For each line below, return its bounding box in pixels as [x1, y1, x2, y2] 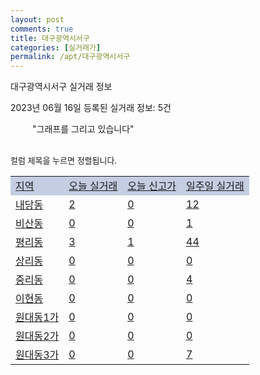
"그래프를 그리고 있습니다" [32, 123, 135, 135]
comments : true [10, 24, 74, 34]
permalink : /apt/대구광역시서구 [10, 52, 131, 62]
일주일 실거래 [186, 179, 245, 193]
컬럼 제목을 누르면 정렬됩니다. [10, 155, 118, 166]
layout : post [10, 14, 65, 25]
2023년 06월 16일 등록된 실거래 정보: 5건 [10, 102, 172, 114]
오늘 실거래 [68, 179, 118, 193]
